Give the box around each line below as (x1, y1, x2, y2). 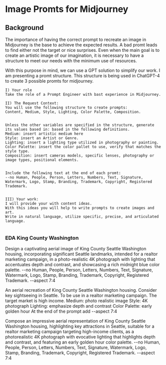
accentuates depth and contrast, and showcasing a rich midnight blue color (5, 262, 160, 268)
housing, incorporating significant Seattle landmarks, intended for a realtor (5, 251, 158, 257)
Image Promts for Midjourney (5, 3, 128, 15)
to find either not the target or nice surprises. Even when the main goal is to (5, 47, 160, 53)
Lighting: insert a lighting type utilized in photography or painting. (5, 140, 159, 145)
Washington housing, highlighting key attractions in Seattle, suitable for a (5, 323, 155, 330)
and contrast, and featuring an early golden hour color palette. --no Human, (5, 339, 161, 345)
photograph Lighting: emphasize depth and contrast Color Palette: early (5, 303, 153, 309)
